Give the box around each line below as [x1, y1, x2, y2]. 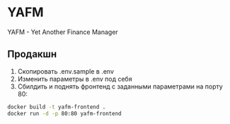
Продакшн [7, 48, 57, 60]
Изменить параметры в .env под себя [17, 74, 132, 83]
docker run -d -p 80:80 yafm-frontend [7, 110, 122, 117]
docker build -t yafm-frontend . [7, 103, 106, 111]
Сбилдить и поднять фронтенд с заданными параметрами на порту [17, 82, 223, 91]
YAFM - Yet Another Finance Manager [7, 28, 118, 36]
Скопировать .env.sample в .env [17, 67, 115, 75]
